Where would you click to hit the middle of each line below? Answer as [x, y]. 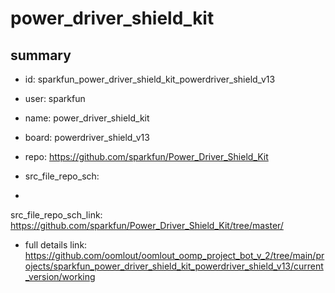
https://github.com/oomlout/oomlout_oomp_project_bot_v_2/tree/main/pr [174, 255]
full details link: [56, 245]
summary [41, 55]
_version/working [60, 276]
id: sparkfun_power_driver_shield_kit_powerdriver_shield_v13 [150, 79]
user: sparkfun [55, 98]
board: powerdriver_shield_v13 [87, 137]
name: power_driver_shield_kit [87, 118]
